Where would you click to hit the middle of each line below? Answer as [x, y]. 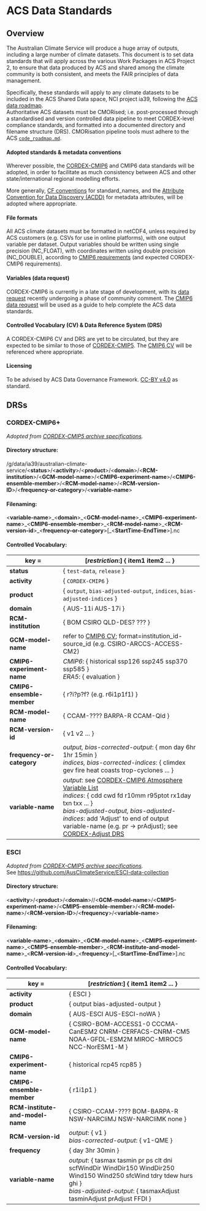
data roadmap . [25, 105]
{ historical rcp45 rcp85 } [105, 1064]
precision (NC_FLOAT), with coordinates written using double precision [96, 251]
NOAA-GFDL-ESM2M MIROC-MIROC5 [125, 1039]
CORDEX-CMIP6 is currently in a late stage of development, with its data [98, 291]
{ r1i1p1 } [82, 1090]
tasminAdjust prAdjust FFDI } [110, 1199]
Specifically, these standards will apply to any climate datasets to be [93, 92]
